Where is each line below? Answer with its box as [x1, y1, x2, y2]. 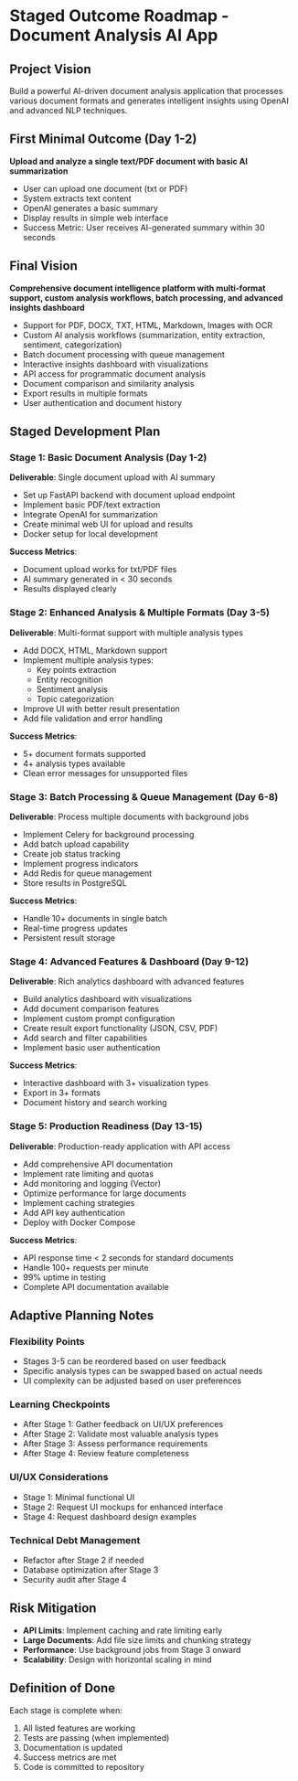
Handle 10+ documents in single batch [22, 912, 167, 923]
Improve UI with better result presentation [22, 703, 180, 714]
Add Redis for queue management [22, 868, 153, 879]
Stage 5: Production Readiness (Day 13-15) [9, 1120, 203, 1133]
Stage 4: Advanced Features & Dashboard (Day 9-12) [9, 954, 250, 967]
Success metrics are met [22, 1752, 117, 1763]
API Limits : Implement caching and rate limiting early [22, 1625, 223, 1636]
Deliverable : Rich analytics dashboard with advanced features [9, 976, 245, 987]
